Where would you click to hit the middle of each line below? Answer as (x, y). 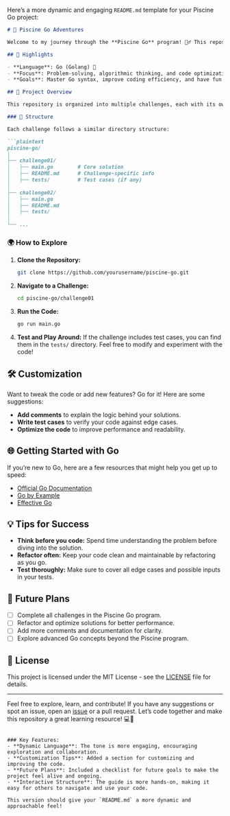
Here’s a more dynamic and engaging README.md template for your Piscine (111, 10)
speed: (17, 475)
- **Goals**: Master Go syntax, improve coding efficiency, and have (108, 80)
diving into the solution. (50, 548)
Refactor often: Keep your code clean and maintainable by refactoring (116, 555)
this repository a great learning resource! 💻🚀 (71, 719)
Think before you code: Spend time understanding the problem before (117, 541)
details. (17, 684)
